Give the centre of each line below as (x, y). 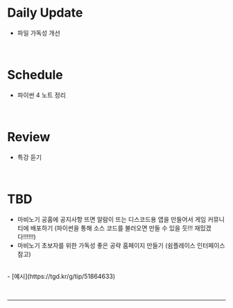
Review (29, 137)
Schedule (35, 75)
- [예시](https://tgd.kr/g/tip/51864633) (61, 276)
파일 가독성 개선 (38, 33)
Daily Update (45, 13)
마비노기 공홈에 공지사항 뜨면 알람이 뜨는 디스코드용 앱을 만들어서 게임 (112, 219)
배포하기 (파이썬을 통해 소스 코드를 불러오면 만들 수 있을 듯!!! (112, 228)
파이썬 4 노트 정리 (41, 95)
